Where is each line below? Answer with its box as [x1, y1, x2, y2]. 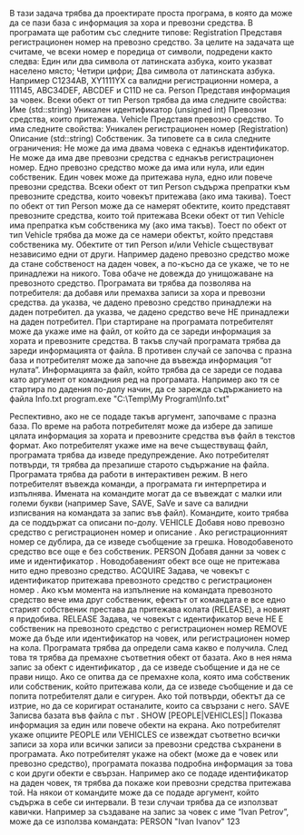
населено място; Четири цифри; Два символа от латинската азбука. [9, 65, 276, 76]
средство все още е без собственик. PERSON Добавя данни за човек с [9, 546, 287, 556]
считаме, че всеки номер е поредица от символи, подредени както [9, 46, 273, 57]
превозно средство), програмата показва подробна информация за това [9, 758, 293, 769]
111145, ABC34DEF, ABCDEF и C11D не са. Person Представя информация [9, 85, 290, 95]
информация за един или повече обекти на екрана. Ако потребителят [9, 720, 281, 730]
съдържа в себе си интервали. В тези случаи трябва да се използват [9, 797, 279, 807]
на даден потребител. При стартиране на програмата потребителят [9, 317, 274, 327]
